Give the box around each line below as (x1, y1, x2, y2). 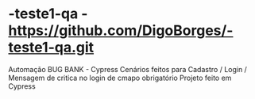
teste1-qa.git (8, 39, 95, 56)
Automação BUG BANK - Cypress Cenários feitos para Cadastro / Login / (8, 64, 248, 74)
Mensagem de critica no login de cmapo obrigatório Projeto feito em (8, 73, 232, 82)
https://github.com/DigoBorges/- (8, 21, 234, 40)
